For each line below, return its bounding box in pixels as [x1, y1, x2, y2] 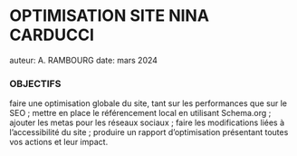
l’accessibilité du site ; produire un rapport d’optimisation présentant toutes [9, 127, 289, 138]
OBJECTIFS [9, 77, 62, 90]
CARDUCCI [9, 24, 95, 45]
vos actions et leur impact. [9, 137, 109, 148]
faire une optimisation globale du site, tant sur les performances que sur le [9, 98, 288, 109]
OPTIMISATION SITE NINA [9, 5, 210, 26]
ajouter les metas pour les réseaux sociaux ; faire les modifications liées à [9, 117, 285, 128]
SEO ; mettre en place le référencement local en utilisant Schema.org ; [9, 108, 272, 119]
